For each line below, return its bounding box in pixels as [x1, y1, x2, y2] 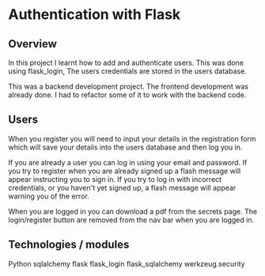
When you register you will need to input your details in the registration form [8, 134, 256, 143]
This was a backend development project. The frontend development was [8, 81, 249, 91]
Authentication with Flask [8, 6, 181, 24]
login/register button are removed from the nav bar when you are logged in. [8, 215, 255, 225]
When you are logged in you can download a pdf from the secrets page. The [8, 206, 258, 216]
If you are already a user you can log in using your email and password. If [8, 157, 248, 167]
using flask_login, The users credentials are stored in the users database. [8, 66, 247, 76]
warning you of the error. [8, 191, 89, 201]
